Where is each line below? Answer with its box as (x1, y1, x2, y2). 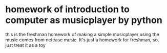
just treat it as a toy (5, 42, 46, 48)
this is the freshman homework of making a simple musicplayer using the (5, 31, 160, 37)
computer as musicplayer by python (5, 14, 162, 26)
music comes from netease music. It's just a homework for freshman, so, (5, 37, 159, 43)
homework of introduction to (5, 4, 130, 15)
